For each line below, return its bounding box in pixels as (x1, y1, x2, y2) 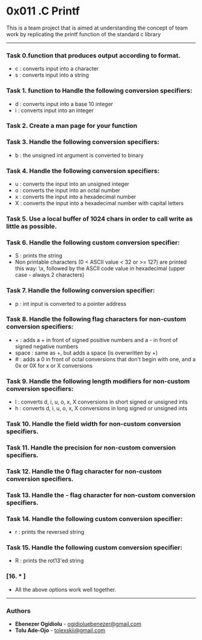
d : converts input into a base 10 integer (14, 100, 113, 107)
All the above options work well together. (14, 586, 117, 593)
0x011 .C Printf (6, 4, 80, 18)
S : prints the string (14, 252, 63, 259)
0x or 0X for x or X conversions (14, 362, 93, 369)
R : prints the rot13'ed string (14, 557, 84, 565)
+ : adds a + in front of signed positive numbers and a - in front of (14, 336, 179, 343)
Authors (6, 606, 31, 615)
